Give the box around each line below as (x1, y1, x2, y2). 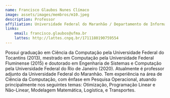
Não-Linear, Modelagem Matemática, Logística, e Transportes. (5, 87, 136, 93)
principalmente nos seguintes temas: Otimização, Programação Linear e (5, 81, 156, 87)
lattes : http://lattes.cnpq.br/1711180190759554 (14, 36, 119, 41)
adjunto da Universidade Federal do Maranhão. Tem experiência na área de (5, 71, 162, 77)
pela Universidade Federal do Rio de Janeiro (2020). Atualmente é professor (5, 65, 164, 71)
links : (5, 26, 19, 31)
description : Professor (5, 17, 56, 22)
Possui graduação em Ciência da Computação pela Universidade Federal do (5, 49, 164, 56)
